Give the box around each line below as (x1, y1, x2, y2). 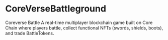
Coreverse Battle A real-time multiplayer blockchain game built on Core (5, 19, 153, 25)
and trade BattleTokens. (5, 30, 54, 36)
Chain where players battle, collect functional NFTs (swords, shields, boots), (5, 24, 163, 30)
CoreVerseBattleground (5, 3, 107, 14)
